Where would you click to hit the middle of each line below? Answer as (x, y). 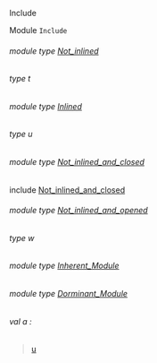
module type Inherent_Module (64, 266)
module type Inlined (45, 106)
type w (22, 238)
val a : (21, 321)
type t (20, 79)
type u (21, 134)
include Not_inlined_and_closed (67, 190)
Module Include (38, 30)
